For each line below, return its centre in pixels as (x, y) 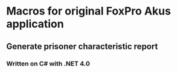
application (35, 24)
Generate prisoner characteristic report (82, 46)
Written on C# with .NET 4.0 (48, 64)
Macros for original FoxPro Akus (88, 11)
